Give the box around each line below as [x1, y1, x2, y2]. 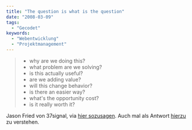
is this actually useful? [29, 70, 83, 77]
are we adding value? [29, 76, 81, 83]
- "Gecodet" [11, 25, 41, 31]
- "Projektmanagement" [11, 42, 67, 47]
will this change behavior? [29, 82, 93, 89]
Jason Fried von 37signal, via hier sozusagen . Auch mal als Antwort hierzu [6, 112, 186, 119]
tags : [6, 19, 19, 25]
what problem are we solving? [29, 63, 102, 70]
